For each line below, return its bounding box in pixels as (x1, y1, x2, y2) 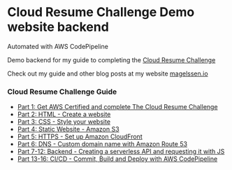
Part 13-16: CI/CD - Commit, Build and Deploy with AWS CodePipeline (17, 155, 218, 163)
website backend (7, 19, 110, 35)
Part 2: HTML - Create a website (17, 110, 111, 119)
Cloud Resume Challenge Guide (7, 87, 117, 97)
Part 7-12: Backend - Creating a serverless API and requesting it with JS (17, 148, 225, 156)
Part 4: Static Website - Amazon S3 (17, 125, 120, 134)
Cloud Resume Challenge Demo (7, 4, 195, 20)
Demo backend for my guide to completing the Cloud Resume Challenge (7, 55, 216, 64)
